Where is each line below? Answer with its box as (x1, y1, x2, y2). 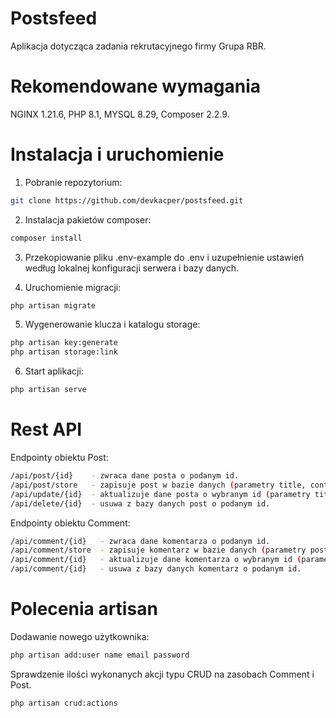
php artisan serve (10, 385, 87, 395)
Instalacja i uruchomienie (10, 143, 225, 166)
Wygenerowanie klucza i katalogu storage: (24, 318, 201, 331)
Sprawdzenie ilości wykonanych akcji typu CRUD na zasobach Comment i (10, 668, 315, 680)
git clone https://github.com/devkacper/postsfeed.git (10, 195, 244, 206)
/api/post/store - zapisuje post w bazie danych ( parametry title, (10, 480, 307, 490)
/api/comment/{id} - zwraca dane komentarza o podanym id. (10, 536, 271, 546)
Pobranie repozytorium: (24, 176, 123, 188)
